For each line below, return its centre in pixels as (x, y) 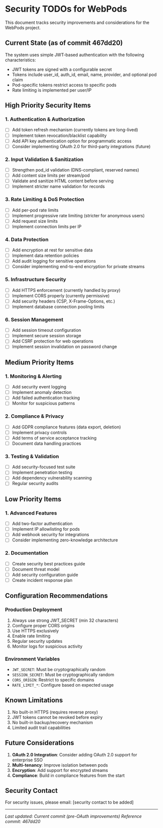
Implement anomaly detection (42, 392)
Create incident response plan (42, 580)
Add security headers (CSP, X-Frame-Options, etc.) (64, 301)
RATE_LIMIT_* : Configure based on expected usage (63, 685)
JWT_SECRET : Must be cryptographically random (59, 669)
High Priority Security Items (48, 106)
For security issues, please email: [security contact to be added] (69, 802)
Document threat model (36, 569)
